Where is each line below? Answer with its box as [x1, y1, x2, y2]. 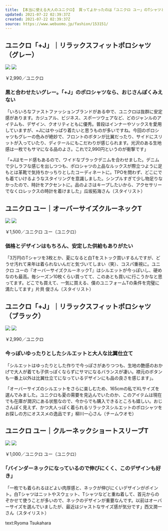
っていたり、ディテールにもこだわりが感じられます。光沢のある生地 [22, 140, 162, 146]
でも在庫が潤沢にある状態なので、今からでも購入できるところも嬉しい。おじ [5, 398, 162, 404]
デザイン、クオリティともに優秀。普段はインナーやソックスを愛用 [26, 121, 162, 127]
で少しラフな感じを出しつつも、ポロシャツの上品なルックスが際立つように [5, 163, 158, 169]
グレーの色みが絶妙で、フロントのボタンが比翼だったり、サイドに [18, 134, 154, 140]
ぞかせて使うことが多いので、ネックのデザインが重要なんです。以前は [5, 497, 149, 503]
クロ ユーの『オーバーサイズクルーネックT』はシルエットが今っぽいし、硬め [5, 268, 162, 274]
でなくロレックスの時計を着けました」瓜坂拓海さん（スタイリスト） [5, 188, 145, 194]
